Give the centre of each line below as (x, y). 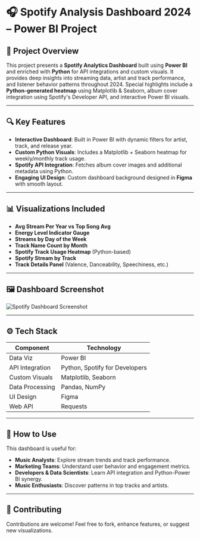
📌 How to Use (31, 434)
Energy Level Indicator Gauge (52, 232)
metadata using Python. (44, 171)
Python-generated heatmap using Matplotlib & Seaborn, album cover (92, 90)
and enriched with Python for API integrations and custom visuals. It (90, 72)
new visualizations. (29, 530)
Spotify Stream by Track (45, 258)
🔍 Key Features (36, 122)
